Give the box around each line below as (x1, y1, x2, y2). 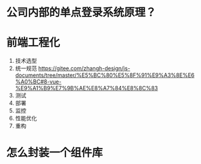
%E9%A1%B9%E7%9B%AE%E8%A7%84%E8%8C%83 (15, 85, 158, 92)
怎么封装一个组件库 (6, 146, 103, 160)
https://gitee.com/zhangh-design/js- (38, 65, 130, 72)
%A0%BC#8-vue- (15, 78, 62, 85)
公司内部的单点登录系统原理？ (6, 5, 157, 20)
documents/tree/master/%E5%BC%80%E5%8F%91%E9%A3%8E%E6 (15, 71, 195, 79)
